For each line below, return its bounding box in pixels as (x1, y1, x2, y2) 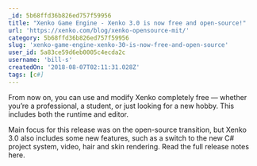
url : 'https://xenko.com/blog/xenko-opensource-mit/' (8, 26, 190, 34)
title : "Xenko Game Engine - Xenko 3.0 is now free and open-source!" (8, 19, 247, 27)
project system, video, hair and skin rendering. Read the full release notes (8, 141, 250, 151)
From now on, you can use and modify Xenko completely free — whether (8, 92, 247, 102)
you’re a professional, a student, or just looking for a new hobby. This (8, 101, 235, 110)
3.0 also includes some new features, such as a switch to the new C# (8, 133, 235, 143)
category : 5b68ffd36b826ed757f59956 (8, 33, 129, 42)
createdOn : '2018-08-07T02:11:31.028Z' (8, 64, 140, 71)
